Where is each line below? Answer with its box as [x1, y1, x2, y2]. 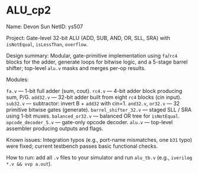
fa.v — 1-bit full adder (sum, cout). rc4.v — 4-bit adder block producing [6, 87, 183, 94]
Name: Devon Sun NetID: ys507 [6, 23, 83, 30]
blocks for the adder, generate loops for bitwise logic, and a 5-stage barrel [6, 58, 188, 65]
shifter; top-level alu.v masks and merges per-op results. [6, 64, 146, 71]
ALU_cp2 [6, 4, 51, 17]
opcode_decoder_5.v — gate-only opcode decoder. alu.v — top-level [6, 118, 173, 125]
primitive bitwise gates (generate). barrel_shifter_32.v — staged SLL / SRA [6, 106, 192, 113]
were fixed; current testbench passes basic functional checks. [6, 142, 158, 149]
